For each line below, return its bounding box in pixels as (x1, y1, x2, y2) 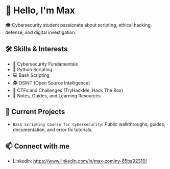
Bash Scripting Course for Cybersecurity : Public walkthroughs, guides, (12, 121, 166, 127)
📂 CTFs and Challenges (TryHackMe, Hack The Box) (12, 87, 124, 93)
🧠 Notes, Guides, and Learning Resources (12, 92, 101, 99)
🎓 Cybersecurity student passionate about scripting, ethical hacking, (5, 22, 152, 28)
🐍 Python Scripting (12, 66, 53, 72)
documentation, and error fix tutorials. (12, 126, 93, 133)
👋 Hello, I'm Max (5, 5, 76, 16)
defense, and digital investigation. (5, 29, 77, 35)
